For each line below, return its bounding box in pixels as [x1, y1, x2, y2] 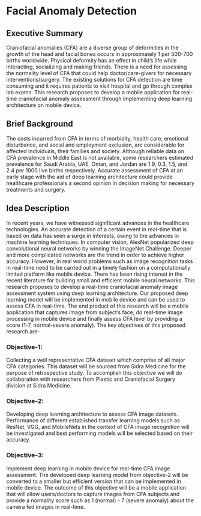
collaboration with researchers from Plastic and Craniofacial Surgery [6, 375, 176, 383]
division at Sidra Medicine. [6, 381, 72, 389]
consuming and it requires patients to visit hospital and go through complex [6, 82, 193, 90]
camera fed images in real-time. [6, 503, 85, 510]
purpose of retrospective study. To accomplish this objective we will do [6, 369, 182, 376]
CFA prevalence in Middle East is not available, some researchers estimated [6, 154, 194, 161]
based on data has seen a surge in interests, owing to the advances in [6, 232, 179, 239]
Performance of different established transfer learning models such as [6, 417, 180, 424]
